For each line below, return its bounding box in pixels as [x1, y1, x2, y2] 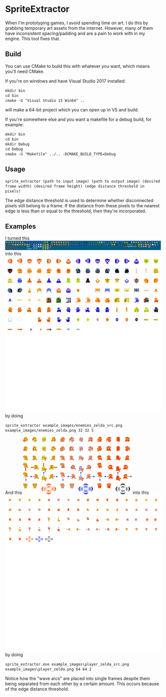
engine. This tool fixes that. [5, 36, 61, 42]
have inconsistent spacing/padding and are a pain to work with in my [5, 30, 145, 36]
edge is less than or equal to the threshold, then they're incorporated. [5, 208, 147, 214]
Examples [5, 222, 36, 231]
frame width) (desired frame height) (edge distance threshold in [5, 184, 145, 189]
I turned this [5, 235, 30, 241]
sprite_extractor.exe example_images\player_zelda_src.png [5, 662, 129, 667]
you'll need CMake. [5, 68, 44, 74]
